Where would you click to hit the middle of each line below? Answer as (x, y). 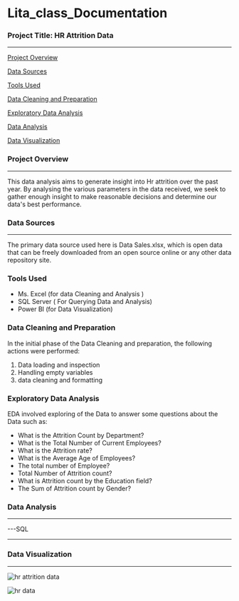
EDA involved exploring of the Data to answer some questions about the (113, 414)
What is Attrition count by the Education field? (85, 480)
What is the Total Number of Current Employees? (89, 443)
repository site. (30, 260)
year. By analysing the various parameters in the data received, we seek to (117, 189)
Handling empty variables (55, 372)
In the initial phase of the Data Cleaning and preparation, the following (110, 343)
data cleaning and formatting (60, 380)
